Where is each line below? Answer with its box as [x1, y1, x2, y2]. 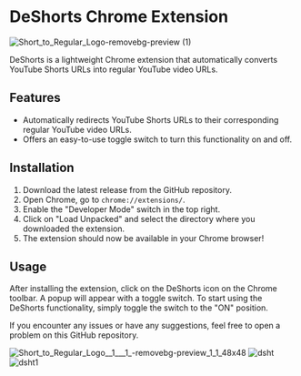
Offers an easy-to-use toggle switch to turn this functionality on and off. [22, 134, 293, 145]
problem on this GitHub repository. [9, 330, 139, 340]
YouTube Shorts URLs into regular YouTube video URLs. [9, 64, 218, 75]
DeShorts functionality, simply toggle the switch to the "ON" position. [9, 302, 268, 313]
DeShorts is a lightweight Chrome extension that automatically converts [9, 54, 278, 65]
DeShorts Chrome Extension [9, 6, 229, 27]
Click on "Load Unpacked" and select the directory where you [22, 213, 256, 224]
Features [9, 90, 61, 106]
